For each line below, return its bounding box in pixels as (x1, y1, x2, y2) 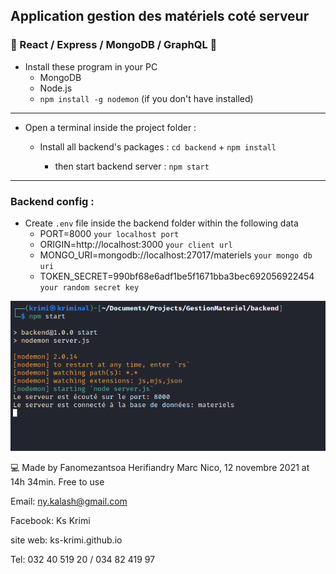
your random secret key (39, 282, 140, 293)
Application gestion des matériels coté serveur (10, 8, 310, 25)
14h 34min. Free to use (10, 475, 105, 488)
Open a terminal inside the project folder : (24, 121, 197, 133)
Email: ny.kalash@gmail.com (10, 495, 128, 507)
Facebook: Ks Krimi (10, 514, 91, 526)
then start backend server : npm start (54, 160, 210, 172)
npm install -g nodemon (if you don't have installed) (39, 92, 254, 104)
